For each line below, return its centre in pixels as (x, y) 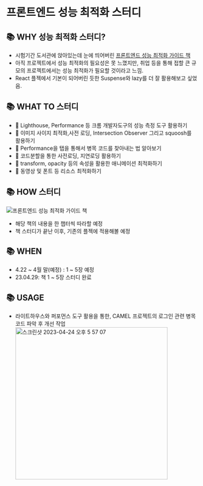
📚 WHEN (24, 251)
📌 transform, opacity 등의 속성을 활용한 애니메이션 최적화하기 (88, 163)
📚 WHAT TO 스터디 (43, 107)
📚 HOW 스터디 (34, 192)
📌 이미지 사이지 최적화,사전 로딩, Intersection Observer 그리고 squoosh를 (103, 133)
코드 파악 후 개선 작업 (40, 324)
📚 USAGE (25, 298)
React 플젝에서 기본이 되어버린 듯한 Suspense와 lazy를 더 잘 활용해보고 (101, 78)
